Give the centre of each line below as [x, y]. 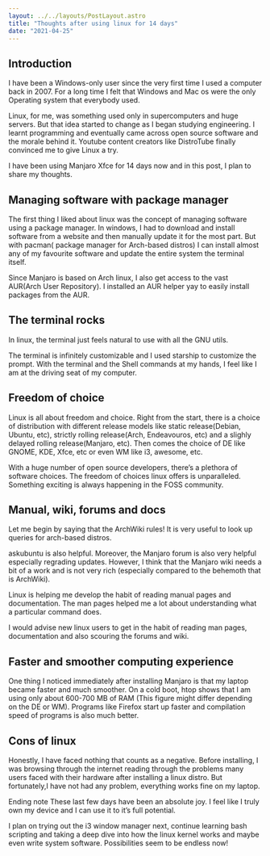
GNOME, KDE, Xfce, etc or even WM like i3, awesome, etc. [106, 451]
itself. [17, 262]
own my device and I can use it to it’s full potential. [92, 810]
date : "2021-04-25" [41, 31]
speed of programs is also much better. [74, 715]
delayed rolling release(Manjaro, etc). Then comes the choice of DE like [127, 443]
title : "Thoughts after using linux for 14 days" [93, 23]
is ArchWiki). [29, 579]
